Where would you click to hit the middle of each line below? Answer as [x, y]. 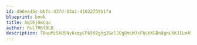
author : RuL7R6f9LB [30, 28]
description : [22, 33]
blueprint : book [26, 17]
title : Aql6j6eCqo [28, 22]
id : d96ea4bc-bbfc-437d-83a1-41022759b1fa [59, 11]
